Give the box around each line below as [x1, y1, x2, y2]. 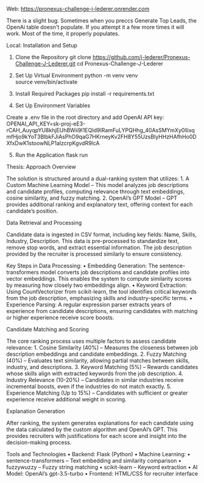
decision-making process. [6, 439, 72, 446]
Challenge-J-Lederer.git [15, 60, 76, 67]
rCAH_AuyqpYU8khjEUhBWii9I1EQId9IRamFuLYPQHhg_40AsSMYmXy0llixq [6, 127, 195, 133]
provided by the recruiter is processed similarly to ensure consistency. [6, 250, 183, 258]
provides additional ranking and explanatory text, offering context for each [6, 201, 193, 208]
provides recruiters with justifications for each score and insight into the [6, 432, 187, 439]
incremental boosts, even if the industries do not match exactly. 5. [6, 383, 172, 390]
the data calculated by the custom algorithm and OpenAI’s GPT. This [6, 426, 178, 433]
